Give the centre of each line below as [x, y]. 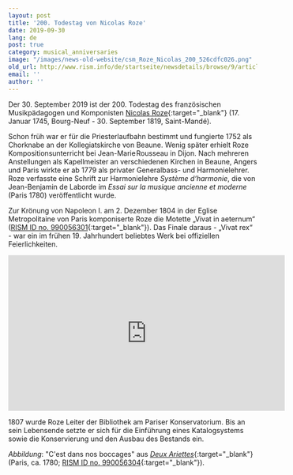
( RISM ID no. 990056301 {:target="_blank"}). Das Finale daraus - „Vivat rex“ [130, 227]
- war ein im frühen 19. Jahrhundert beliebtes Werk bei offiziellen [114, 236]
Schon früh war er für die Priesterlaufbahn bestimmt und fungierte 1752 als [130, 136]
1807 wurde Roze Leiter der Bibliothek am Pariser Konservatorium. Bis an [127, 422]
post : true [26, 45]
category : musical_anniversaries [63, 52]
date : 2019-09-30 [37, 30]
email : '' [24, 74]
